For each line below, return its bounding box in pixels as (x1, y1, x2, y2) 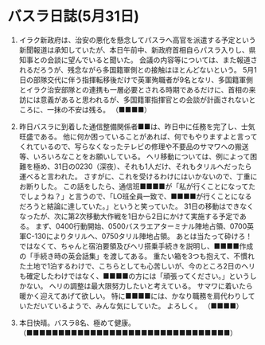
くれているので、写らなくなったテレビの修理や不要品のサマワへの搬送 (18, 141, 249, 151)
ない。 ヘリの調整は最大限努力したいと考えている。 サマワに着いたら (25, 280, 253, 291)
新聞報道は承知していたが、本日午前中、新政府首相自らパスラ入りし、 (18, 45, 250, 54)
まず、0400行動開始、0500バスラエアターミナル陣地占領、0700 (34, 221, 247, 231)
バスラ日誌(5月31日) (7, 7, 140, 25)
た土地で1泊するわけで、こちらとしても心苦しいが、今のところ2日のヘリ (18, 261, 256, 271)
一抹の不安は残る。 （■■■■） (46, 104, 152, 114)
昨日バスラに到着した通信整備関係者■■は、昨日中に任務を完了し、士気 (18, 121, 255, 131)
